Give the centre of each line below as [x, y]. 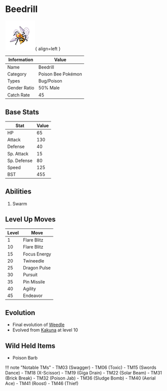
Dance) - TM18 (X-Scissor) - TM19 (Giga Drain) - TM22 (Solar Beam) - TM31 [83, 373]
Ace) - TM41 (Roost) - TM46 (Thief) [42, 383]
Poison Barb [25, 358]
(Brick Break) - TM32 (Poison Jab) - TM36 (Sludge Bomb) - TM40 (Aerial [81, 378]
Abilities [18, 192]
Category [17, 74]
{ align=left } [48, 48]
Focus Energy [37, 254]
